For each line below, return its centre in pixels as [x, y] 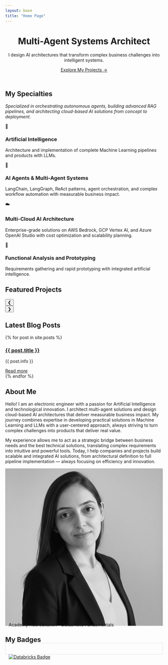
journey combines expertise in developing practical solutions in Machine [80, 420]
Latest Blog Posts [33, 326]
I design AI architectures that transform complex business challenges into [84, 55]
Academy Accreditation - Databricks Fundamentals [61, 625]
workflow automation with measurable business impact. [63, 194]
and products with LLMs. [31, 155]
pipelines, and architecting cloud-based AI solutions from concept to [76, 111]
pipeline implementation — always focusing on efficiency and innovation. [80, 461]
